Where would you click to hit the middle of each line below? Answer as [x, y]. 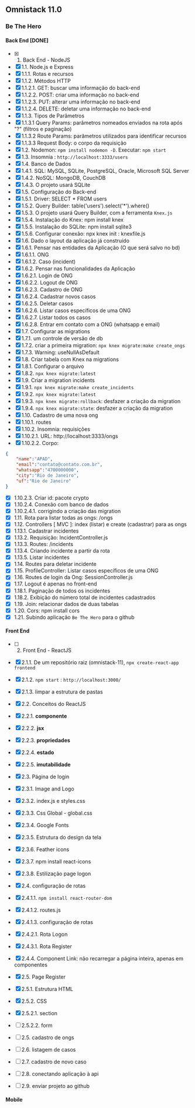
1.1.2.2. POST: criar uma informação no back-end [80, 95]
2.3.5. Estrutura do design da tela [61, 838]
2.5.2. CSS [34, 1001]
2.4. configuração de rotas [54, 886]
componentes [31, 965]
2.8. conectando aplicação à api [60, 1074]
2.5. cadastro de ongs [48, 1037]
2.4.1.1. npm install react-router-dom [67, 898]
